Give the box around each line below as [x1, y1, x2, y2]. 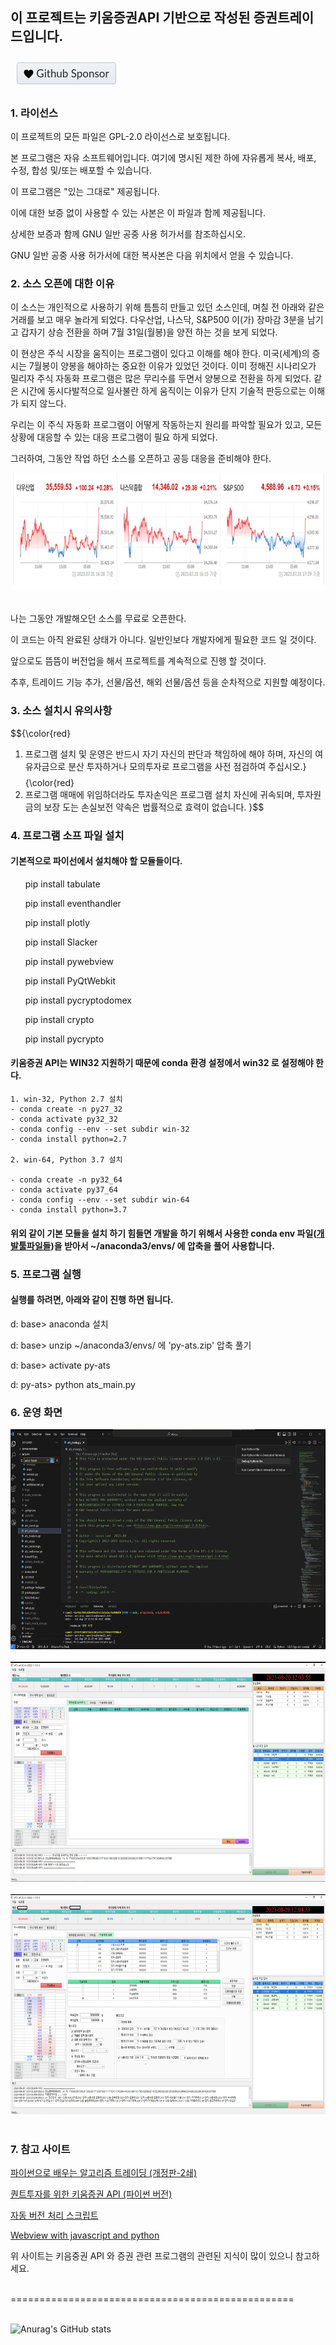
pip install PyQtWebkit [24, 974, 116, 987]
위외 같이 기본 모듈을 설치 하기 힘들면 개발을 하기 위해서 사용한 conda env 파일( [10, 1227, 317, 1239]
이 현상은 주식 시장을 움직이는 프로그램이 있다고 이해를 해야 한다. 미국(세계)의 [10, 348, 310, 360]
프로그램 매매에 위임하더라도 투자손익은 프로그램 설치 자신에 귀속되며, [24, 788, 295, 800]
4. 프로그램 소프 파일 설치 [10, 828, 125, 842]
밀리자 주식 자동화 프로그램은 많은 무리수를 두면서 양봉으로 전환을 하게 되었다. [10, 373, 312, 385]
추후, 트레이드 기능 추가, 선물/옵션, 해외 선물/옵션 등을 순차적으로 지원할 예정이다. [10, 676, 326, 688]
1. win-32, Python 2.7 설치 [10, 1094, 123, 1104]
